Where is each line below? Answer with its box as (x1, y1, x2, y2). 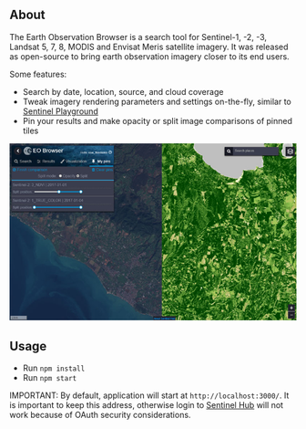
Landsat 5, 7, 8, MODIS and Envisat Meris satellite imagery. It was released (9, 41, 289, 52)
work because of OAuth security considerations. (9, 410, 191, 421)
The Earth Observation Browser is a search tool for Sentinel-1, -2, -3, (9, 31, 267, 42)
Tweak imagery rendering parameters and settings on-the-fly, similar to (22, 96, 291, 107)
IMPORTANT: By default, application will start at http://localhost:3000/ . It (9, 390, 290, 401)
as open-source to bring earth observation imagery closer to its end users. (9, 50, 290, 62)
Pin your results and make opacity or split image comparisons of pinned (22, 115, 293, 126)
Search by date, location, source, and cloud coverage (22, 86, 224, 97)
